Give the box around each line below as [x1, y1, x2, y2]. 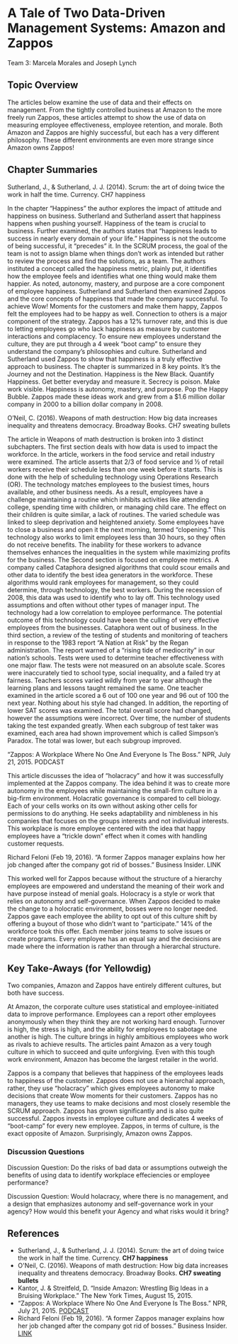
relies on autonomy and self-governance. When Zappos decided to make [7, 896, 221, 905]
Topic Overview [7, 79, 79, 91]
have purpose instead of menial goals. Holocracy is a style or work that [7, 889, 215, 898]
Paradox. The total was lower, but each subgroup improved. [7, 736, 182, 745]
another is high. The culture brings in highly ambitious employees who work [7, 1033, 229, 1041]
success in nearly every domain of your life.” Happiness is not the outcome [7, 234, 227, 243]
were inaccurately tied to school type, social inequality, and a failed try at [7, 668, 221, 677]
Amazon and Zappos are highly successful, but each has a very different [7, 128, 220, 136]
